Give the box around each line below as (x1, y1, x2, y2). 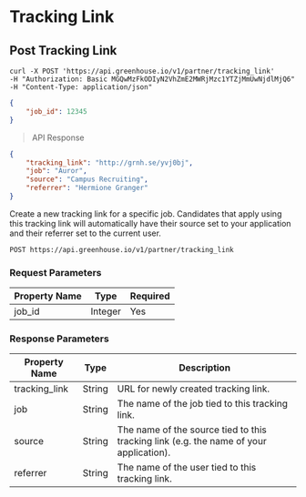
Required (129, 289, 170, 302)
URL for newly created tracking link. (117, 382, 270, 395)
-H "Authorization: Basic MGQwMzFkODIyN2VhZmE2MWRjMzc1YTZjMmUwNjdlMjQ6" (9, 75, 296, 84)
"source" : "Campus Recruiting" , (25, 175, 148, 184)
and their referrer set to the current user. (9, 228, 162, 238)
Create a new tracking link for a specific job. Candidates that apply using (9, 208, 282, 219)
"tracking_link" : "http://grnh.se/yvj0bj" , (25, 157, 194, 167)
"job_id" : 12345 (25, 106, 88, 116)
